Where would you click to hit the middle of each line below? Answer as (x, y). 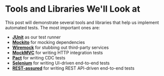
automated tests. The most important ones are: (53, 27)
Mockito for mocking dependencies (48, 42)
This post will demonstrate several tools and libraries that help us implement (82, 22)
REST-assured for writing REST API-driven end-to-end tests (73, 68)
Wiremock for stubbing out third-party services (60, 47)
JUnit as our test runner (36, 37)
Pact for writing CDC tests (39, 57)
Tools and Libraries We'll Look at (73, 9)
